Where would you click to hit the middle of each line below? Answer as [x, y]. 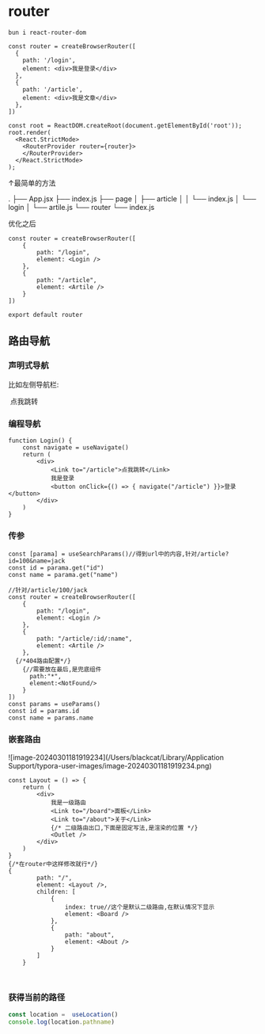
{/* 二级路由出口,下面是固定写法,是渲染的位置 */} [124, 828]
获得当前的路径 [37, 998]
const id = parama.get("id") [56, 568]
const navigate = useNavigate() [76, 447]
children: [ [57, 891]
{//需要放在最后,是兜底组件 [62, 670]
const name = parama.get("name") [63, 575]
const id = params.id [44, 712]
